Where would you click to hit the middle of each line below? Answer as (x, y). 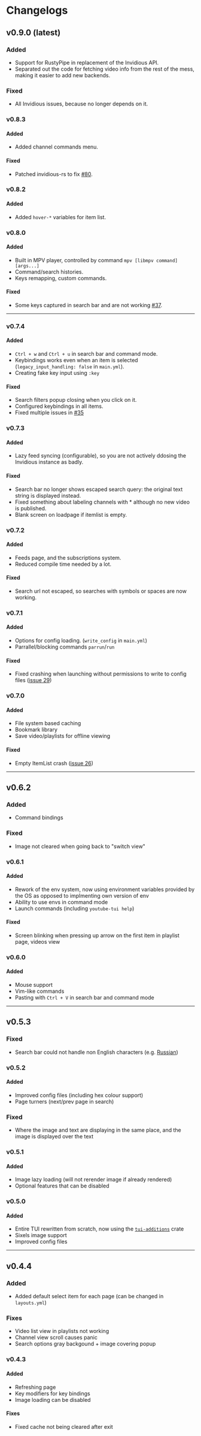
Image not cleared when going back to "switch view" (80, 846)
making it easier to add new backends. (63, 75)
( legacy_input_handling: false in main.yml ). (69, 366)
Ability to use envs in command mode (61, 902)
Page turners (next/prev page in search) (64, 1101)
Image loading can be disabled (53, 1399)
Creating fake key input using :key (57, 373)
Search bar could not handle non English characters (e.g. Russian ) (96, 1052)
